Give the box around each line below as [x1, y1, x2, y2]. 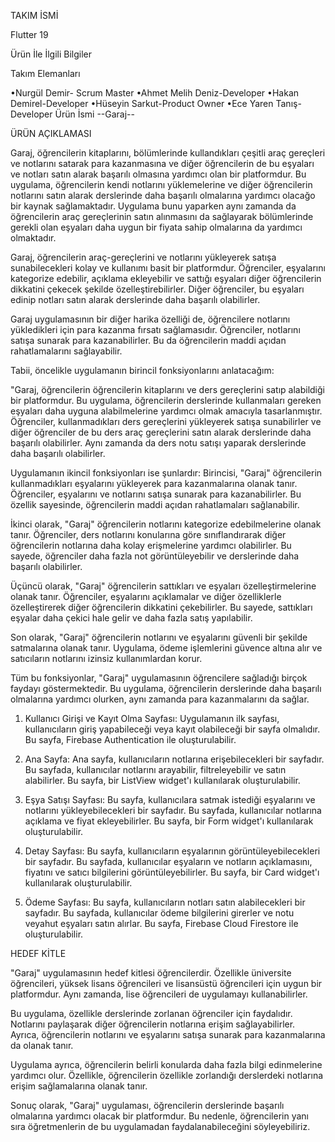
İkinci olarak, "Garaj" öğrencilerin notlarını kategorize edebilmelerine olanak [10, 518, 322, 530]
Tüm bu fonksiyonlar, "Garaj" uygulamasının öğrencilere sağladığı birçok [10, 672, 308, 684]
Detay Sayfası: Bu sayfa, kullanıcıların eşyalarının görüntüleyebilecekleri [24, 845, 321, 857]
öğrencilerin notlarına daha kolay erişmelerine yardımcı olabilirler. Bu [10, 540, 292, 551]
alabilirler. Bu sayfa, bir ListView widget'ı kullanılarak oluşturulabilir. [24, 775, 301, 786]
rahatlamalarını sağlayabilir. [10, 345, 123, 357]
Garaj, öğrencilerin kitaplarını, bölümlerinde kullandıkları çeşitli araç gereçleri [10, 147, 326, 159]
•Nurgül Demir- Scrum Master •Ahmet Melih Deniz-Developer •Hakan [10, 87, 300, 99]
